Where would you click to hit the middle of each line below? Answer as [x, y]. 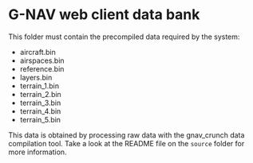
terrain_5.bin [40, 119]
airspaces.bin [42, 60]
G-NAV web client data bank [104, 15]
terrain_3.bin [40, 103]
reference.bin [42, 68]
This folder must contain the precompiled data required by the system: [124, 37]
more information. [38, 152]
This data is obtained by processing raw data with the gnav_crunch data [126, 135]
